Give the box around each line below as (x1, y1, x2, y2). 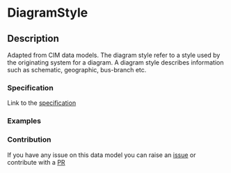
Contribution (7, 135, 51, 145)
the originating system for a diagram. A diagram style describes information (7, 58, 224, 67)
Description (7, 33, 59, 44)
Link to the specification (7, 99, 77, 107)
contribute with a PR (7, 158, 65, 166)
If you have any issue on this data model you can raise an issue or (7, 151, 196, 159)
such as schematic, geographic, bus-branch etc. (7, 66, 147, 74)
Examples (7, 116, 42, 126)
